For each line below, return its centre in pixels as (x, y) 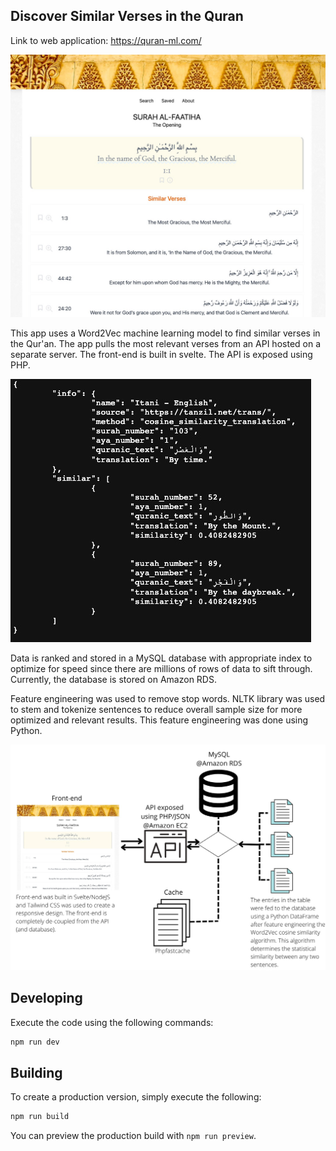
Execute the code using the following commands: (112, 1022)
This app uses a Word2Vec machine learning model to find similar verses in (165, 333)
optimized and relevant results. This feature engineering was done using (159, 720)
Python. (26, 731)
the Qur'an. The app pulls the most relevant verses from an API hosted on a (166, 344)
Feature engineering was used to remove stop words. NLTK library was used (168, 699)
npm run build (40, 1117)
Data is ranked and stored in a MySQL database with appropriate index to (161, 658)
